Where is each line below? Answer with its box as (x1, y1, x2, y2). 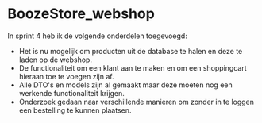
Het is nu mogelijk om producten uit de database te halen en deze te (18, 46, 243, 56)
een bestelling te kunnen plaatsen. (18, 105, 132, 115)
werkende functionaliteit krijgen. (18, 88, 125, 98)
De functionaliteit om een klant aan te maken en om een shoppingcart (18, 63, 247, 72)
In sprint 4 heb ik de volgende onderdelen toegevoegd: (7, 31, 187, 40)
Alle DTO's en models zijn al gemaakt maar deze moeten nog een (18, 80, 233, 90)
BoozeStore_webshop (7, 5, 156, 23)
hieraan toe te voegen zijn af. (18, 71, 114, 81)
